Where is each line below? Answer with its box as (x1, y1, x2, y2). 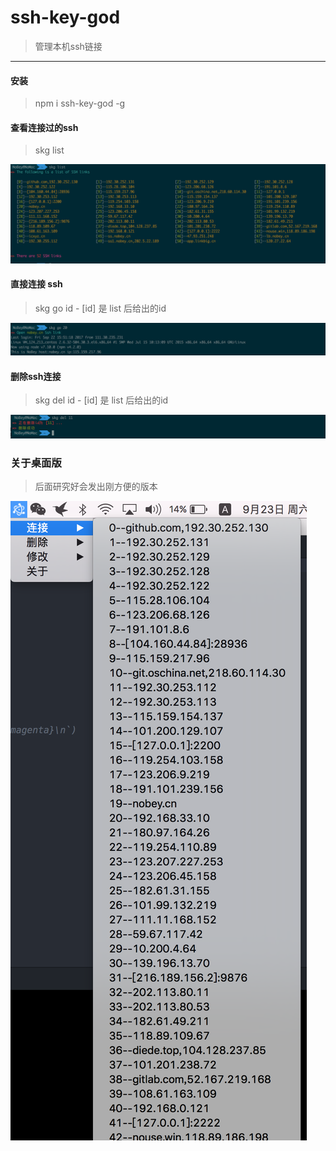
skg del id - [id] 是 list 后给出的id (34, 394, 169, 406)
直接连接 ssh (10, 278, 63, 290)
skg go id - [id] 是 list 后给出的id (34, 302, 167, 315)
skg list (34, 144, 65, 156)
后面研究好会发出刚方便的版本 (34, 481, 158, 493)
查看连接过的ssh (10, 121, 79, 133)
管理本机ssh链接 (34, 40, 103, 52)
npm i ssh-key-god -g (34, 97, 126, 110)
